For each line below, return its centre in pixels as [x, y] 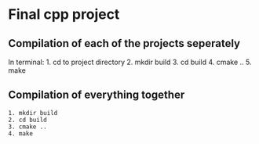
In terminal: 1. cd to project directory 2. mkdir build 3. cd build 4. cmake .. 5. [130, 62]
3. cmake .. [27, 127]
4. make [21, 133]
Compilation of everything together [97, 95]
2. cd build [27, 120]
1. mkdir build [33, 113]
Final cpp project [64, 14]
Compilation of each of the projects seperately [124, 43]
